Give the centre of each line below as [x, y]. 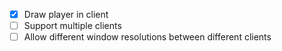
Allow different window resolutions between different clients [147, 37]
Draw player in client [66, 14]
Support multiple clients [72, 26]
